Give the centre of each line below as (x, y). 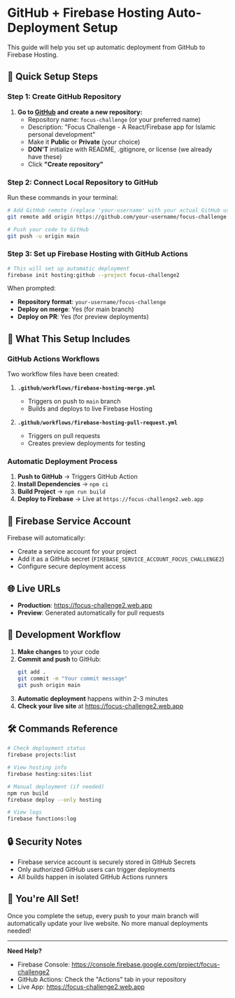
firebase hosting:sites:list (50, 774)
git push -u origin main (43, 236)
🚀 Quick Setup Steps (53, 77)
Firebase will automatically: (47, 538)
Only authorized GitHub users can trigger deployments (96, 870)
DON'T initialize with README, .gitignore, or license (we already (120, 149)
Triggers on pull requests (64, 436)
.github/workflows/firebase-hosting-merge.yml (86, 388)
